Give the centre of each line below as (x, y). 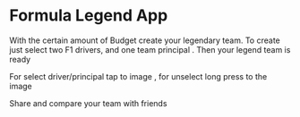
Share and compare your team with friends (88, 103)
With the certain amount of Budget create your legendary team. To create (145, 40)
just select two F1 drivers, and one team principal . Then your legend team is (150, 49)
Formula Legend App (89, 16)
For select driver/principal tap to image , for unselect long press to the (138, 76)
